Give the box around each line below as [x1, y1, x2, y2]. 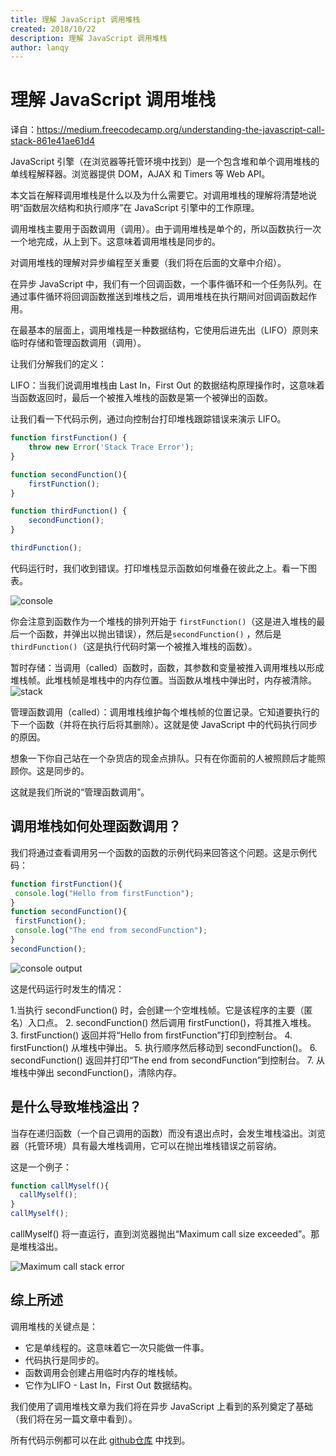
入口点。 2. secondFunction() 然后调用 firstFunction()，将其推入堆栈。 [27, 1016, 317, 1028]
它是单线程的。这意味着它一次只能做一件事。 [24, 1341, 210, 1353]
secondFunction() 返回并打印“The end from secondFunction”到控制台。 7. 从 [10, 1054, 325, 1066]
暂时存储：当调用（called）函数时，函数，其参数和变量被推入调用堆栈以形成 [10, 661, 325, 673]
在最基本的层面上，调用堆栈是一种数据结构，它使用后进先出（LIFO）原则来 [10, 324, 319, 336]
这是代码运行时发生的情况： [10, 982, 125, 995]
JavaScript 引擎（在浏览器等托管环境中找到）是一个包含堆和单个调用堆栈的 [10, 156, 320, 168]
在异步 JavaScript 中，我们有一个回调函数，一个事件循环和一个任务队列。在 [10, 278, 323, 290]
